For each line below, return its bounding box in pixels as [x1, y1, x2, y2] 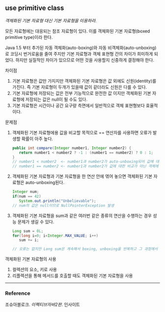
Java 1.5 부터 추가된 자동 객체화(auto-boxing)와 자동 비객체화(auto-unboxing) [5, 44, 157, 51]
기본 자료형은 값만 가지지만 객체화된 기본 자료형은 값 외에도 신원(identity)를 [12, 78, 157, 84]
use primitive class [5, 4, 64, 12]
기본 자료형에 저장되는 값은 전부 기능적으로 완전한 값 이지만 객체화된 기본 [12, 90, 151, 96]
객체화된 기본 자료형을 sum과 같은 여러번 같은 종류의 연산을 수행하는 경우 [12, 213, 152, 218]
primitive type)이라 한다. [5, 34, 53, 40]
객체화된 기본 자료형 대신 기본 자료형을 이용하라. [5, 17, 97, 24]
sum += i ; [19, 238, 39, 243]
